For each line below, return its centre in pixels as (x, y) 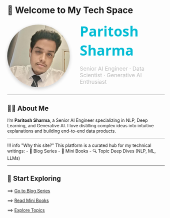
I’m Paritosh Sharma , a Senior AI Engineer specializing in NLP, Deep (77, 120)
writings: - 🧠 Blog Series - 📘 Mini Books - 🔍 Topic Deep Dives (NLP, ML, (81, 151)
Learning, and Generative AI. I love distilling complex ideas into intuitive (80, 125)
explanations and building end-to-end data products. (61, 131)
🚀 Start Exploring (34, 179)
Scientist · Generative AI (111, 75)
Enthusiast (93, 81)
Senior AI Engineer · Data (112, 68)
